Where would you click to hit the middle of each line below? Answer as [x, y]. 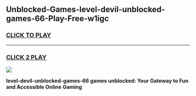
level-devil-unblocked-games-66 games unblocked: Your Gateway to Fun [97, 80]
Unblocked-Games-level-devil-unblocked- [85, 10]
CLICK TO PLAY [29, 35]
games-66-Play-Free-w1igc [57, 19]
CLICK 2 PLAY [26, 57]
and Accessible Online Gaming [44, 87]
